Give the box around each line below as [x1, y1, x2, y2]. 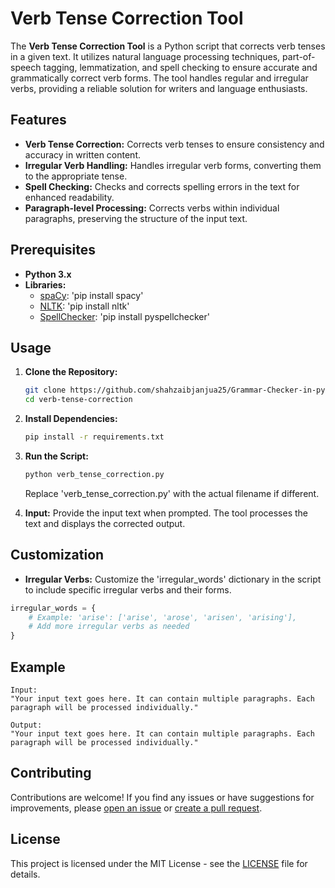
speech [10, 61, 42, 73]
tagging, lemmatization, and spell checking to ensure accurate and [43, 61, 318, 73]
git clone [24, 385, 67, 396]
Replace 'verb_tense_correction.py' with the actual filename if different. [24, 487, 320, 499]
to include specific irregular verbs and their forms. [24, 583, 232, 596]
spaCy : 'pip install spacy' [39, 289, 144, 301]
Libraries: [24, 278, 67, 291]
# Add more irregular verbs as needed [28, 622, 190, 632]
